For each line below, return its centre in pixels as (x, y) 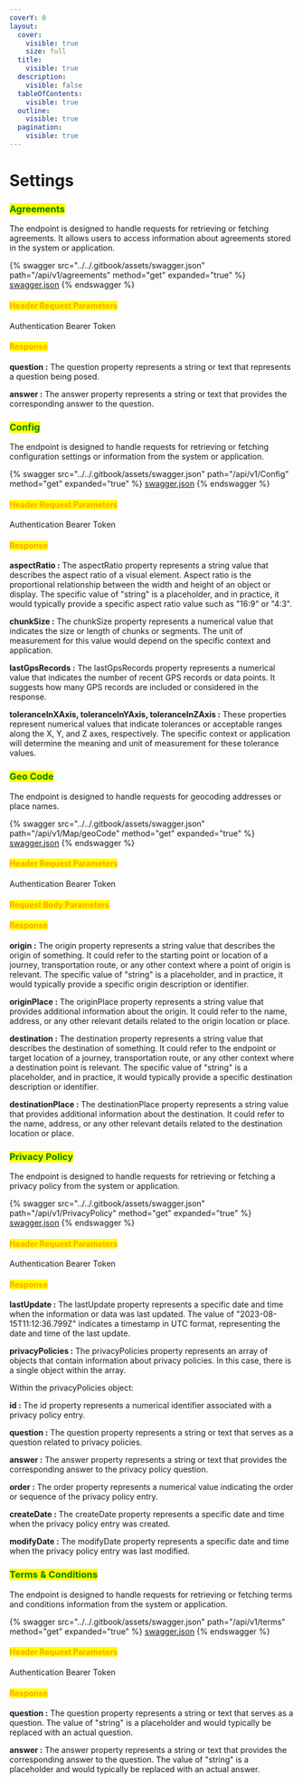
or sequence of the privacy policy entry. (84, 1496)
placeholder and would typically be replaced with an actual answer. (135, 1769)
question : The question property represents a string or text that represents (150, 366)
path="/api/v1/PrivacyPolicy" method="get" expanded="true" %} (131, 1213)
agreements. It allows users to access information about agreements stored (150, 239)
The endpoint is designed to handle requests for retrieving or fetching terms (151, 1594)
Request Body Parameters (60, 904)
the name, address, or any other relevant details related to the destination (146, 1123)
